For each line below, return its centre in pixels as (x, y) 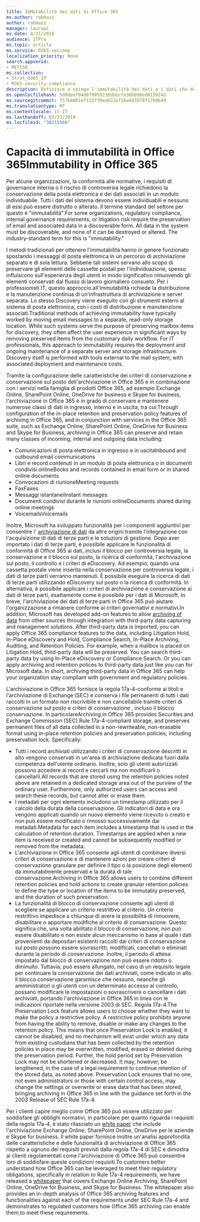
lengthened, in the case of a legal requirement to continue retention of (101, 1068)
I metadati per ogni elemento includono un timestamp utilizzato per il (99, 802)
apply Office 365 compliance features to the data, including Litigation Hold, (98, 633)
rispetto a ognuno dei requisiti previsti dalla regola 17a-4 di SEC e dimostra (98, 1149)
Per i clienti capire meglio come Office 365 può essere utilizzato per (89, 1111)
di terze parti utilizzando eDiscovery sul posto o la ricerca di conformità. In (98, 583)
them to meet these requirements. (48, 1213)
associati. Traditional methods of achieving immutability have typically (91, 313)
